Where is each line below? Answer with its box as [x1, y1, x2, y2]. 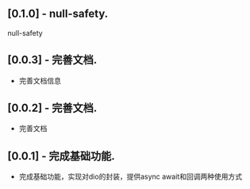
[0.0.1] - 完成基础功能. [7, 149, 116, 163]
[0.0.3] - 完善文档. [7, 53, 98, 67]
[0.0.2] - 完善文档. [7, 102, 98, 115]
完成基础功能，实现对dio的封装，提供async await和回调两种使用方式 [18, 172, 243, 182]
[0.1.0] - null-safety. [7, 7, 109, 21]
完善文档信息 [18, 75, 61, 85]
